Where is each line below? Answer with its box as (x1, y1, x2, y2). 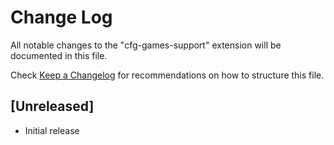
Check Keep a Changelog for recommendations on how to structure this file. (10, 69, 325, 81)
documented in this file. (10, 49, 108, 61)
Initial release (24, 124, 80, 136)
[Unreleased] (10, 98, 95, 115)
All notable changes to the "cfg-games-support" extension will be (10, 39, 282, 51)
